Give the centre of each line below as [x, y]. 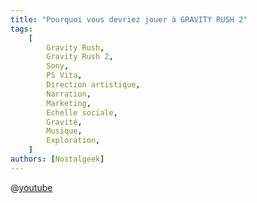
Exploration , [73, 141]
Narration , [69, 94]
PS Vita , [64, 76]
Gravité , [64, 122]
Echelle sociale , [82, 112]
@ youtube [31, 187]
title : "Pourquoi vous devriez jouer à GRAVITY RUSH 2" [129, 19]
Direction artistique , [93, 85]
